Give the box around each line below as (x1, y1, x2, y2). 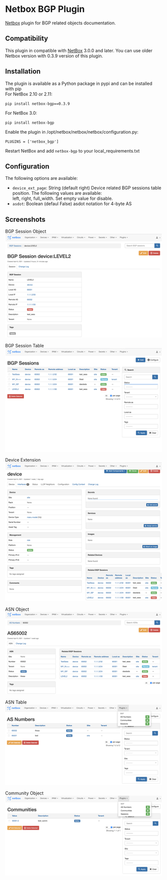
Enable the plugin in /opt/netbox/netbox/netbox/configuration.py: (5, 129, 139, 135)
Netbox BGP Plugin (5, 3, 85, 15)
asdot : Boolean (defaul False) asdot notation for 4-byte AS (12, 201, 132, 207)
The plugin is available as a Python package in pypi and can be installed (5, 80, 153, 86)
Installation (5, 67, 41, 76)
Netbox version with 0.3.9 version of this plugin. (5, 53, 103, 59)
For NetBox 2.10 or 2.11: (5, 91, 53, 97)
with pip (5, 85, 22, 91)
